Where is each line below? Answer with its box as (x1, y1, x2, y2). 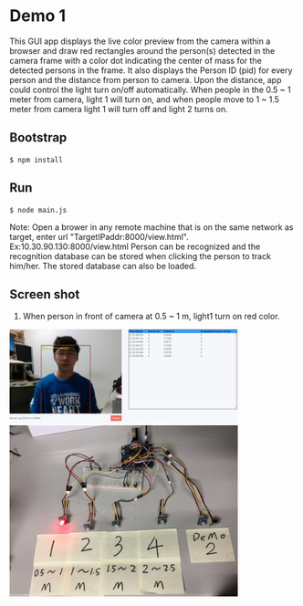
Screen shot (9, 287, 80, 302)
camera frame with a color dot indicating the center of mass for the (9, 55, 262, 66)
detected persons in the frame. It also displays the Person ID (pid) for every (9, 65, 293, 76)
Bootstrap (9, 130, 68, 146)
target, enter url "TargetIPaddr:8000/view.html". (9, 231, 189, 242)
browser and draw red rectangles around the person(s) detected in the (9, 45, 276, 56)
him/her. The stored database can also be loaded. (9, 260, 197, 271)
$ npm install (9, 155, 64, 164)
